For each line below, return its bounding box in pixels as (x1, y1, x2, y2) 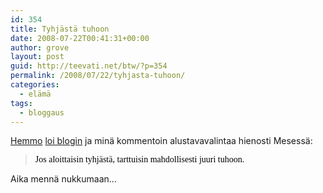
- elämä (19, 89, 52, 99)
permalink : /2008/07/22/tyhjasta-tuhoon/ (10, 71, 186, 81)
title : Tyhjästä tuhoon (10, 24, 110, 34)
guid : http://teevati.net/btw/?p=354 (10, 61, 168, 71)
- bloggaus (19, 107, 65, 118)
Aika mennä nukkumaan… (10, 173, 117, 185)
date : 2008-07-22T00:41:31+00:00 (10, 33, 150, 43)
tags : (10, 98, 33, 108)
